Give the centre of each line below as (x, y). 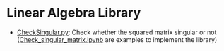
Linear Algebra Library (74, 13)
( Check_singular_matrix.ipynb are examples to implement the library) (117, 39)
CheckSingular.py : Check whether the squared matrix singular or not (117, 32)
